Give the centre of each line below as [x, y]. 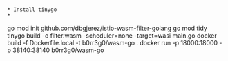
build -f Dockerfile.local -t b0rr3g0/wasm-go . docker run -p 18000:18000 [113, 43]
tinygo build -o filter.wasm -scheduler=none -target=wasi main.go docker [112, 36]
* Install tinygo [32, 10]
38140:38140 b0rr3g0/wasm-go [58, 50]
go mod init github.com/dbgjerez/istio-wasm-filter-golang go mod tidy [107, 28]
